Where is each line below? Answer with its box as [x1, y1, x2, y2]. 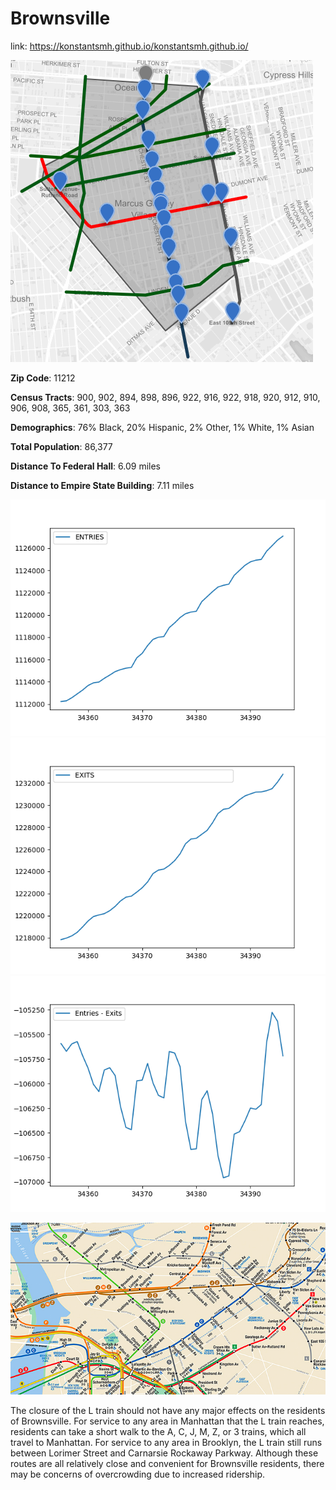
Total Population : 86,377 [10, 440, 113, 452]
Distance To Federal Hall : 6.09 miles [10, 460, 161, 472]
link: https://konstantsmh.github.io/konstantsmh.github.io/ [10, 40, 249, 52]
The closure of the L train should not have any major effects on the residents [10, 1405, 326, 1417]
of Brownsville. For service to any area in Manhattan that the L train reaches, [10, 1415, 325, 1427]
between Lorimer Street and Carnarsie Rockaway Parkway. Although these [10, 1447, 319, 1459]
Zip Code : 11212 [10, 372, 76, 384]
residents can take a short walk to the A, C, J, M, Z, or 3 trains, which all [10, 1426, 307, 1438]
